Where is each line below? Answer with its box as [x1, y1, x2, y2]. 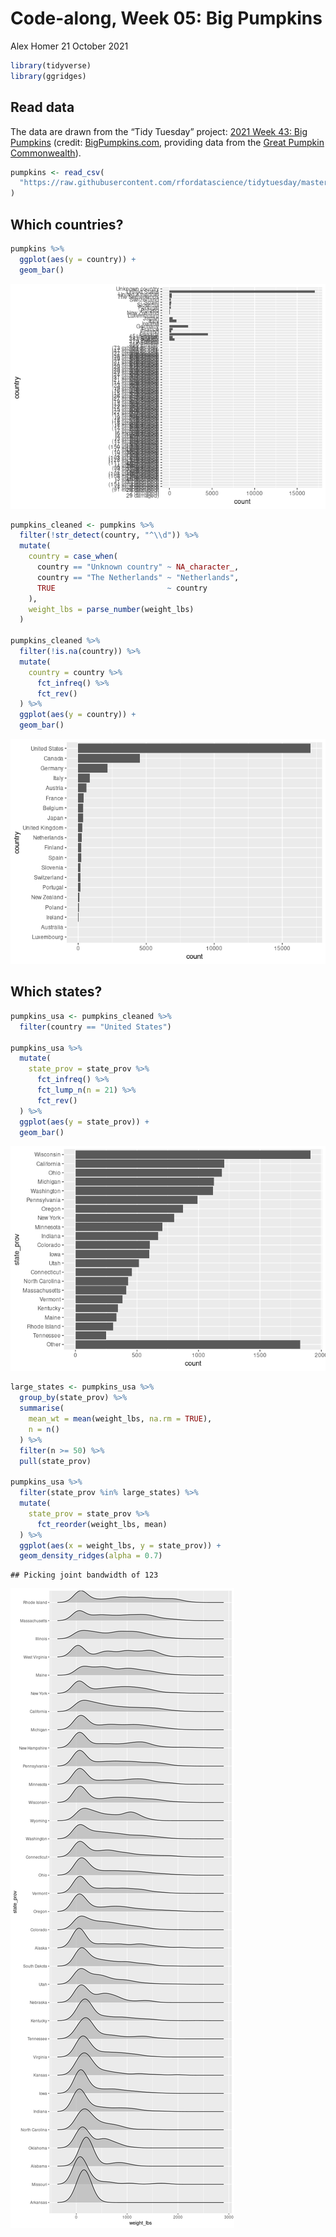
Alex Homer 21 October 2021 [10, 40, 129, 52]
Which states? [10, 983, 103, 1001]
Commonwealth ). [10, 147, 82, 159]
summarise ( [19, 1403, 65, 1414]
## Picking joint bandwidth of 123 [10, 1570, 159, 1581]
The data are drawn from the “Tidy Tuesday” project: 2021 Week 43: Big [10, 125, 308, 137]
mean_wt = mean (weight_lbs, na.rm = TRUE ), [28, 1414, 213, 1424]
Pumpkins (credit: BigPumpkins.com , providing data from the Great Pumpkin [10, 136, 325, 148]
